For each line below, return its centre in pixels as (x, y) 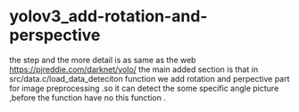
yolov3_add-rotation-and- (108, 16)
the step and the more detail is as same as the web (103, 60)
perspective (55, 35)
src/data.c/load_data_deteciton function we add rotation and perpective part (149, 78)
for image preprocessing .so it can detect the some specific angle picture (144, 88)
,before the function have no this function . (88, 97)
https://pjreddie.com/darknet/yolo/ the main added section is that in (134, 69)
